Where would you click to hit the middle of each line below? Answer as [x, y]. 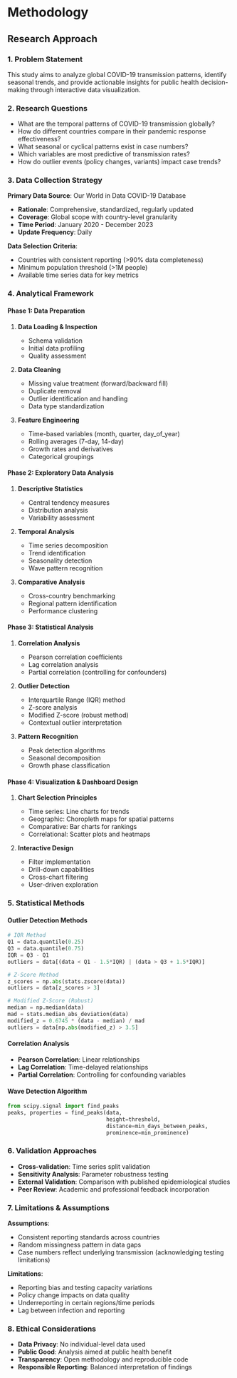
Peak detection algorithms [67, 750]
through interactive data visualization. [85, 89]
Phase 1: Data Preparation [46, 311]
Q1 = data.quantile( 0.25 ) [46, 942]
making [19, 89]
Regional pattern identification [73, 603]
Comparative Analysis [51, 582]
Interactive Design [46, 848]
